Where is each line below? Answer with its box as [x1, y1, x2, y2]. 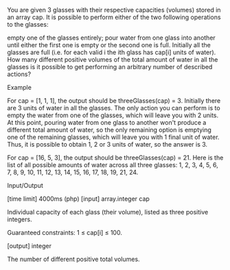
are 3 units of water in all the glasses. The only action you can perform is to [7, 104, 221, 112]
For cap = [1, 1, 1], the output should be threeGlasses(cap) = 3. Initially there [7, 97, 221, 105]
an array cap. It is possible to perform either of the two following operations [7, 13, 221, 21]
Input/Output [7, 182, 43, 189]
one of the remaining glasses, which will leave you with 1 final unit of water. [7, 133, 220, 141]
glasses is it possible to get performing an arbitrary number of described [7, 63, 213, 71]
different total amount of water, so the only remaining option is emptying [7, 126, 211, 134]
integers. [7, 215, 32, 223]
